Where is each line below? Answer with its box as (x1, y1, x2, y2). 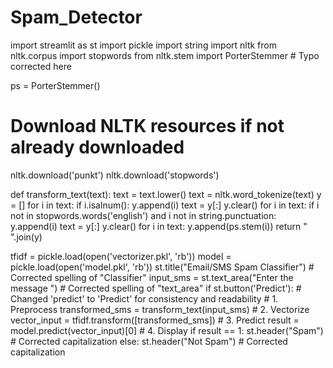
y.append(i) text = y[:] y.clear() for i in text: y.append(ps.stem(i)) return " (10, 220, 308, 232)
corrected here (10, 60, 72, 72)
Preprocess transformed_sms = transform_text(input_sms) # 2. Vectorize (10, 303, 310, 315)
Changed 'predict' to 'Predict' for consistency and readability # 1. (10, 292, 279, 305)
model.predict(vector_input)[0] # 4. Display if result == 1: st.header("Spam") (10, 324, 324, 336)
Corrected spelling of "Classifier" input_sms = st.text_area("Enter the (10, 271, 294, 283)
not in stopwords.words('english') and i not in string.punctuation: (10, 209, 277, 221)
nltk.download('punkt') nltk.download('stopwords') (10, 169, 220, 181)
